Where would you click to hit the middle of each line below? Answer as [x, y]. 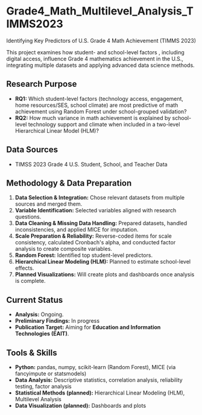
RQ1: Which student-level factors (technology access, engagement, [99, 98]
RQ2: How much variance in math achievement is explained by [93, 118]
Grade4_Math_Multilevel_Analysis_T [100, 11]
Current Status [35, 300]
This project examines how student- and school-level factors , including [96, 52]
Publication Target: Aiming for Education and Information [88, 328]
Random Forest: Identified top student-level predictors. [84, 255]
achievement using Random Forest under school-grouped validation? [101, 111]
